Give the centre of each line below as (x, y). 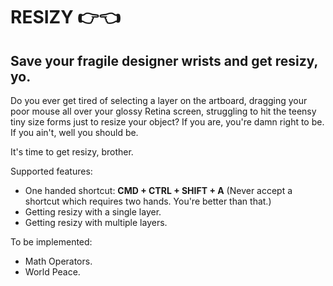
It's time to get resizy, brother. (72, 152)
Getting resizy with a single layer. (93, 212)
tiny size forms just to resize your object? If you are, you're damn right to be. (167, 122)
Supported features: (51, 171)
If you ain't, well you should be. (74, 132)
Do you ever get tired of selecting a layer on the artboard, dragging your (159, 100)
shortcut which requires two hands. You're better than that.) (148, 201)
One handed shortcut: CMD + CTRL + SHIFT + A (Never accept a (158, 190)
